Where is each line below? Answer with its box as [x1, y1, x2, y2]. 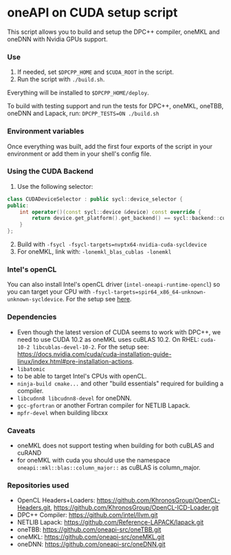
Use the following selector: [16, 182, 93, 190]
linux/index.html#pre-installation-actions [16, 357, 133, 365]
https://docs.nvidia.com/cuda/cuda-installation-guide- [16, 350, 172, 358]
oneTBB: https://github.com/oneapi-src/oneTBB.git [16, 525, 162, 534]
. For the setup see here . [62, 295, 132, 303]
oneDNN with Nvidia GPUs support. [7, 34, 108, 43]
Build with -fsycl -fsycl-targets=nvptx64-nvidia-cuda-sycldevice [16, 240, 208, 249]
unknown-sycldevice [7, 296, 63, 303]
